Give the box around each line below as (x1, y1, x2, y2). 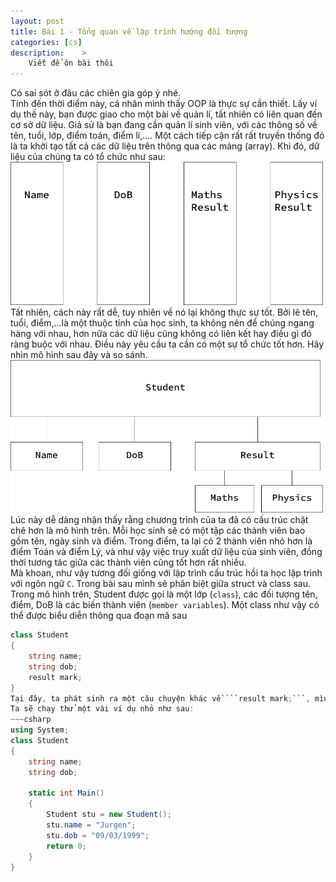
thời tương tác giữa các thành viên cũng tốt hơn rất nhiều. (10, 556, 247, 569)
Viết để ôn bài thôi (28, 58, 114, 69)
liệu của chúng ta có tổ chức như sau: (10, 151, 166, 163)
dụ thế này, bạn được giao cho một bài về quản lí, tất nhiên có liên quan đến (10, 108, 323, 120)
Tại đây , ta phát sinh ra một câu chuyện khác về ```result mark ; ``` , (10, 693, 311, 704)
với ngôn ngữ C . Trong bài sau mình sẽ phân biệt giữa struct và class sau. (10, 578, 312, 590)
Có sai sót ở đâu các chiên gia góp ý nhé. (10, 87, 182, 99)
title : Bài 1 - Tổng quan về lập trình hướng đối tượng (10, 26, 248, 37)
